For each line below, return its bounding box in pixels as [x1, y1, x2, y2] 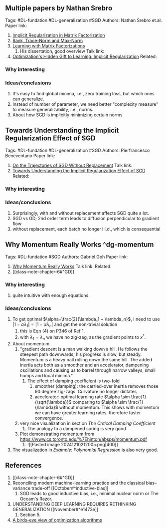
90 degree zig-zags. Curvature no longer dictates [34, 388, 137, 394]
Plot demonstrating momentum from [19, 431, 95, 437]
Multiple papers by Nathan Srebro [5, 4, 113, 12]
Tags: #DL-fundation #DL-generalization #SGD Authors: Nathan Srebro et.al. [5, 17, 162, 23]
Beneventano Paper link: [5, 152, 56, 159]
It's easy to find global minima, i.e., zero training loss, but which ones [12, 91, 155, 97]
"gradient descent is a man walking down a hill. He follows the [19, 346, 148, 352]
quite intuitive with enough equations [12, 292, 89, 298]
